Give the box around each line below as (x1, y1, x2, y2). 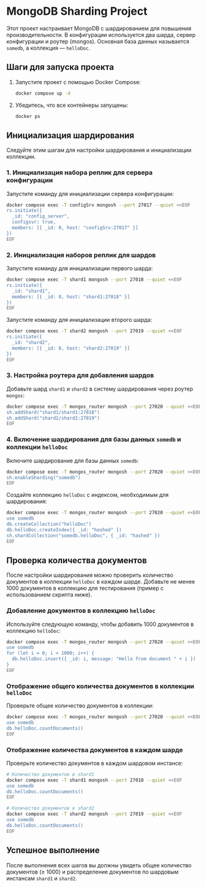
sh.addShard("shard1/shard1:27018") (6, 409, 100, 415)
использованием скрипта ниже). (6, 591, 92, 598)
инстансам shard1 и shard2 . (6, 874, 77, 882)
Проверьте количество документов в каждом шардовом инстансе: (6, 759, 183, 767)
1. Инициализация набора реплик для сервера (6, 168, 153, 177)
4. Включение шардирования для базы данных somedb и (6, 435, 181, 443)
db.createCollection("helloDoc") (6, 521, 92, 527)
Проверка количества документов (6, 555, 147, 566)
